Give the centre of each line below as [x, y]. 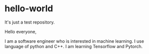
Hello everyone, [21, 31]
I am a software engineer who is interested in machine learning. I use [74, 41]
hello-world [29, 9]
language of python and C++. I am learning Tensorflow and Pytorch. [74, 46]
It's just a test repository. [30, 22]
